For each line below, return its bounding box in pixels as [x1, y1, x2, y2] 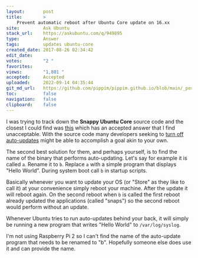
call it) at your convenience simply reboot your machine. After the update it [6, 184, 188, 191]
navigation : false [6, 96, 57, 102]
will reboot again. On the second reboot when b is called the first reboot [6, 191, 180, 198]
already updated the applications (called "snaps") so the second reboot [6, 197, 180, 204]
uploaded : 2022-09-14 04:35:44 [6, 80, 94, 86]
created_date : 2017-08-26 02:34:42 [6, 47, 94, 53]
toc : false [6, 91, 57, 97]
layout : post [6, 8, 54, 15]
